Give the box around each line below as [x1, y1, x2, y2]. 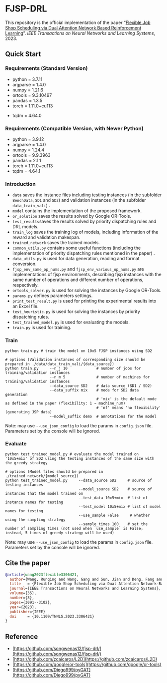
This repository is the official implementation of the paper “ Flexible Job [5, 19, 151, 25]
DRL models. [12, 224, 39, 230]
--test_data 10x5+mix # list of [79, 495, 148, 500]
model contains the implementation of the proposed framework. [12, 208, 142, 214]
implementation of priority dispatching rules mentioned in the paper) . [12, 250, 155, 256]
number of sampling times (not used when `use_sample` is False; [5, 526, 143, 531]
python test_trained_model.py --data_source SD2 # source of [5, 478, 153, 483]
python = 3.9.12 [12, 136, 44, 142]
